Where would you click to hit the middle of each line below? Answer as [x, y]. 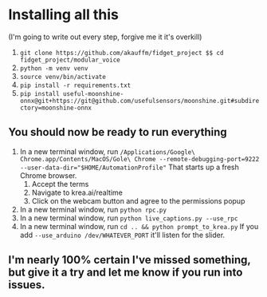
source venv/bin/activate [63, 77]
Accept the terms [60, 184]
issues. [27, 285]
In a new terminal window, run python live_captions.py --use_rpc [129, 218]
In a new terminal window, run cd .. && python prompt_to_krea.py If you [139, 226]
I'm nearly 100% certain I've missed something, [130, 260]
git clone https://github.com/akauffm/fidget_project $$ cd [122, 53]
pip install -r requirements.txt [75, 85]
